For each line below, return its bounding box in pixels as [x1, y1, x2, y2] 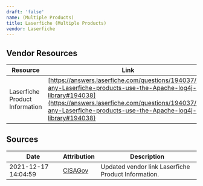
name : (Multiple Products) [6, 14, 74, 21]
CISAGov [63, 166, 89, 175]
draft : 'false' [6, 8, 45, 15]
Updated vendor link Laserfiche [100, 162, 190, 171]
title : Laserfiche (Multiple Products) [6, 20, 107, 26]
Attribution [63, 152, 95, 161]
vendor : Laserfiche [6, 25, 56, 32]
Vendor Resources [6, 48, 78, 58]
